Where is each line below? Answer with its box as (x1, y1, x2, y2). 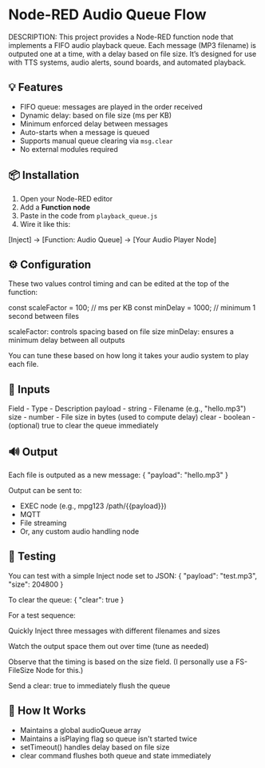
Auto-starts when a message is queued (19, 127, 150, 137)
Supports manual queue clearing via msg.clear (19, 136, 173, 145)
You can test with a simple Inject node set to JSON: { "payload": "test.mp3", (8, 571, 258, 580)
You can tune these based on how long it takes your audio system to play (8, 351, 249, 360)
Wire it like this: (19, 219, 70, 229)
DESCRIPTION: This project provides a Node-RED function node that (8, 32, 234, 42)
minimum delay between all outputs (8, 336, 125, 345)
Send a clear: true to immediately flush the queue (8, 681, 171, 690)
